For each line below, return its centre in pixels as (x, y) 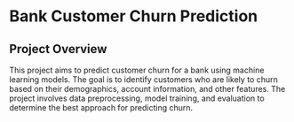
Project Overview (58, 49)
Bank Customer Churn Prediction (134, 16)
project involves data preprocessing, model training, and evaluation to (137, 98)
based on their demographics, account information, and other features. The (147, 89)
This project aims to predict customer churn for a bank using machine (137, 70)
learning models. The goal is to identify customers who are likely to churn (143, 80)
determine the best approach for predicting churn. (101, 107)
